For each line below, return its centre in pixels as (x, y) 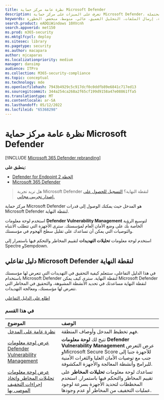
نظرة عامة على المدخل (31, 332)
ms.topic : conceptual (27, 78)
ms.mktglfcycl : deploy (28, 37)
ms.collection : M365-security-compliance (48, 73)
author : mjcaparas (24, 55)
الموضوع (17, 323)
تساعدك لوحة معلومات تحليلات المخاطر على (107, 372)
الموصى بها (19, 390)
